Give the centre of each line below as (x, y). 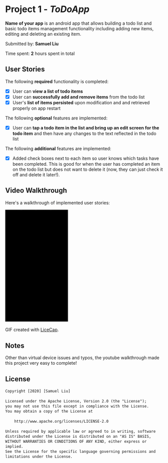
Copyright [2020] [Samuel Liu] (38, 391)
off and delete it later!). (36, 175)
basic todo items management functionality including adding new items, (79, 28)
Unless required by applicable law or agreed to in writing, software (80, 432)
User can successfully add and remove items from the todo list (78, 97)
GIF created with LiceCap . (32, 330)
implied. (14, 447)
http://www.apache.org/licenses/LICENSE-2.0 (61, 422)
